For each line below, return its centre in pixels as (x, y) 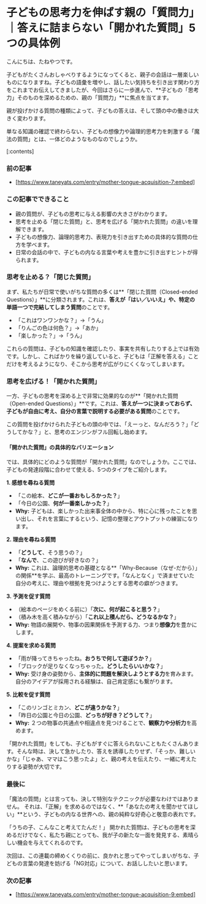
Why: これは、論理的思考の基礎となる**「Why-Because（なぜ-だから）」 (106, 568)
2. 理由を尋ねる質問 (31, 540)
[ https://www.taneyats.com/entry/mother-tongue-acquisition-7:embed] (105, 182)
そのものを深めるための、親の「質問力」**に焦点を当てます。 (94, 97)
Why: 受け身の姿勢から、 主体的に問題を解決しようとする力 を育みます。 (106, 674)
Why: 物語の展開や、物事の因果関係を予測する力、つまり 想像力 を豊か (103, 625)
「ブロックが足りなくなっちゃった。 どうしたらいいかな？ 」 (90, 666)
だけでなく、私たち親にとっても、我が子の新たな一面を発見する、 (100, 835)
